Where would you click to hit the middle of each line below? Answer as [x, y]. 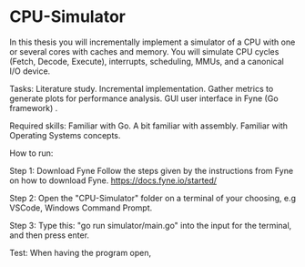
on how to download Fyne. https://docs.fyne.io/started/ [113, 180]
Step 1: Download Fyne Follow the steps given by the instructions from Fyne [152, 170]
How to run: [31, 153]
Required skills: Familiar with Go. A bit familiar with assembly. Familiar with [149, 126]
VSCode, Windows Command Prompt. [81, 208]
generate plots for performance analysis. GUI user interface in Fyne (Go [144, 98]
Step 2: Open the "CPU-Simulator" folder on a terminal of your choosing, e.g [153, 198]
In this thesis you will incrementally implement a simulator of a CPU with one [152, 42]
